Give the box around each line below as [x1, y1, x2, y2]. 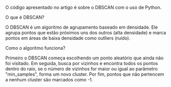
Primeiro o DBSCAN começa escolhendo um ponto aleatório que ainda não [5, 55, 164, 61]
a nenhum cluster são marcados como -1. [5, 77, 93, 82]
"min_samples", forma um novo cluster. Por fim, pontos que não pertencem [5, 71, 164, 77]
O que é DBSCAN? [5, 14, 45, 20]
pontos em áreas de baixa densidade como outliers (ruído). [5, 35, 130, 41]
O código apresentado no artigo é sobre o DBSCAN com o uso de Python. [5, 5, 162, 10]
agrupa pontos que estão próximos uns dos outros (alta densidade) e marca [5, 30, 166, 35]
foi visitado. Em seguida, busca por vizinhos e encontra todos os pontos [5, 60, 158, 66]
